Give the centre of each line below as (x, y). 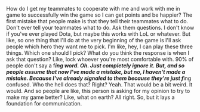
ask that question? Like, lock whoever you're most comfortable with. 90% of (100, 59)
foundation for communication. (44, 103)
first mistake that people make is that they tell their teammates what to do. (97, 21)
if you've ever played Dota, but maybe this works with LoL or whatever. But (99, 34)
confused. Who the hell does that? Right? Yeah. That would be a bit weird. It (99, 85)
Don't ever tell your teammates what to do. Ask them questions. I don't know (100, 27)
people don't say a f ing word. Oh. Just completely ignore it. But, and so (96, 66)
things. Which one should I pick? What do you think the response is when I (98, 53)
